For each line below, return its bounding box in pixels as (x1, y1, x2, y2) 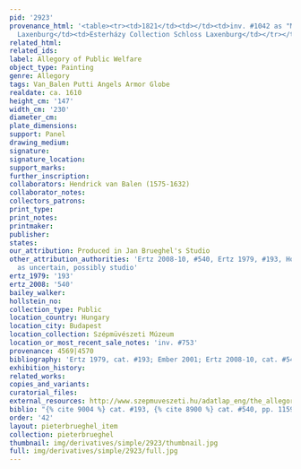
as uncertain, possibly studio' (17, 264, 139, 273)
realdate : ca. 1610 (9, 88, 82, 97)
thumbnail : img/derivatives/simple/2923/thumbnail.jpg (9, 439, 219, 447)
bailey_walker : (9, 288, 66, 297)
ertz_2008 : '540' (9, 280, 74, 289)
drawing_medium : (9, 138, 70, 147)
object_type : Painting (9, 64, 94, 73)
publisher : (9, 230, 50, 239)
